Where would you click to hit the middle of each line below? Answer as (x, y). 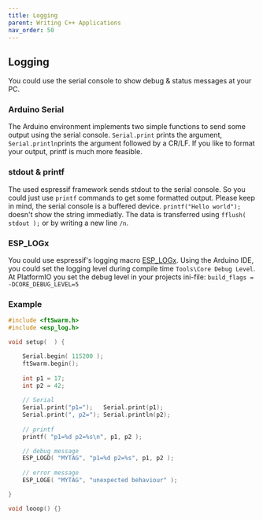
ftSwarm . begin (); (51, 363)
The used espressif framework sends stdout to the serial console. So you (127, 189)
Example (25, 304)
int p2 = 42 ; (44, 385)
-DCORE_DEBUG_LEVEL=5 (44, 285)
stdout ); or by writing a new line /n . (69, 223)
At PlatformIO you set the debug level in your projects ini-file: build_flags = (131, 277)
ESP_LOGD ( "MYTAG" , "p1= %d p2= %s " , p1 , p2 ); (98, 458)
